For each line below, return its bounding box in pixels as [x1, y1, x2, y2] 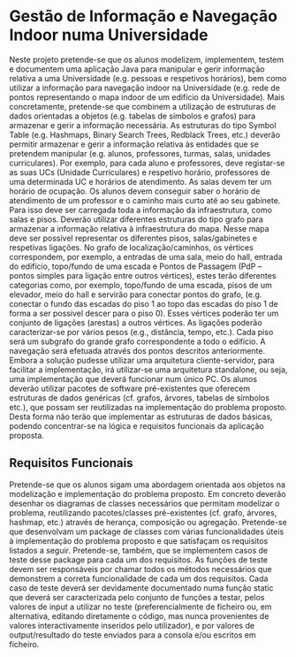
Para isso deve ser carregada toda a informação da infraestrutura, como [9, 204, 272, 215]
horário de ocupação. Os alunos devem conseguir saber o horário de [9, 186, 261, 196]
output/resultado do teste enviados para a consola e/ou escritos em [9, 630, 256, 640]
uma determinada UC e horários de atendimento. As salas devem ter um [9, 176, 272, 187]
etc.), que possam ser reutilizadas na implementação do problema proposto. [9, 401, 287, 412]
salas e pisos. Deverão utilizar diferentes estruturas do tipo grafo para [9, 214, 263, 225]
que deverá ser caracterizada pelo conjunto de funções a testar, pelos [9, 592, 265, 602]
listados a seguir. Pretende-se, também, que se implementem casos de [9, 545, 268, 555]
